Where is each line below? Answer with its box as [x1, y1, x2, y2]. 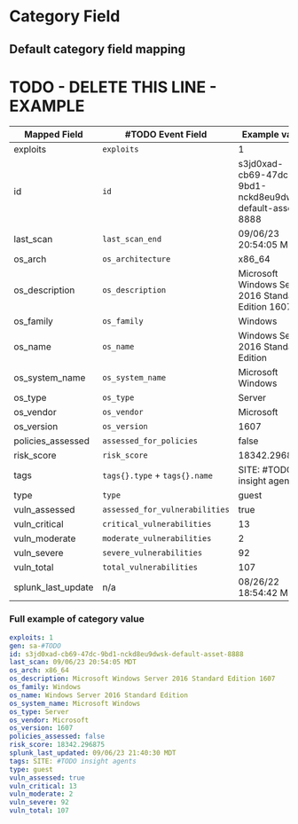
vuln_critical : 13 [9, 781, 77, 790]
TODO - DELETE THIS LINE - [9, 77, 217, 97]
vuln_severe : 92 [9, 798, 69, 807]
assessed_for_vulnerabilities [101, 504, 231, 514]
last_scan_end [101, 233, 162, 244]
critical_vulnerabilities [101, 519, 212, 529]
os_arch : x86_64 [9, 666, 69, 675]
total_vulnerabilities [101, 561, 198, 572]
